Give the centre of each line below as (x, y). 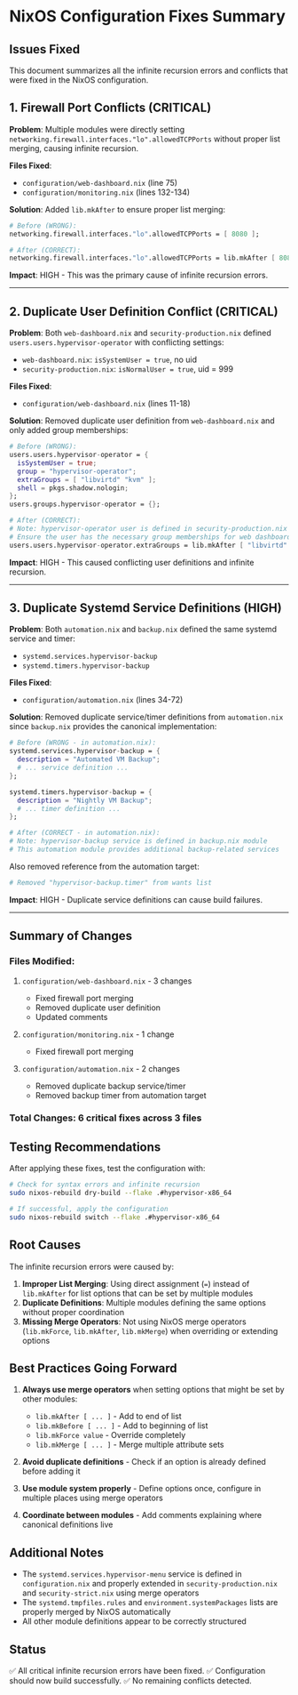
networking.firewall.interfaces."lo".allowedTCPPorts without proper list (145, 139)
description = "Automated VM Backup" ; (89, 759)
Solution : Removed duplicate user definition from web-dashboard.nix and (142, 421)
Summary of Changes (71, 936)
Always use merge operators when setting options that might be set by (153, 1390)
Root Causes (45, 1245)
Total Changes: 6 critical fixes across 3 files (106, 1118)
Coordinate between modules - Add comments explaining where (142, 1515)
